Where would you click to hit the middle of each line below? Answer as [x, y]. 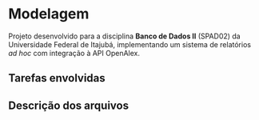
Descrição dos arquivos [69, 105]
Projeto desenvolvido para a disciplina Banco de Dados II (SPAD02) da [125, 36]
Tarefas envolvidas [57, 78]
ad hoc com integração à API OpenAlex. [74, 53]
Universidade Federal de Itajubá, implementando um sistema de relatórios [130, 44]
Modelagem [49, 14]
